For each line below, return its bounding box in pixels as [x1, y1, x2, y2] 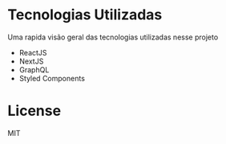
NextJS [18, 56, 44, 66]
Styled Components [18, 73, 86, 83]
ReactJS [18, 47, 47, 57]
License [7, 102, 62, 120]
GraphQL [18, 64, 50, 74]
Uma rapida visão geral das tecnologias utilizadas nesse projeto [7, 32, 219, 42]
